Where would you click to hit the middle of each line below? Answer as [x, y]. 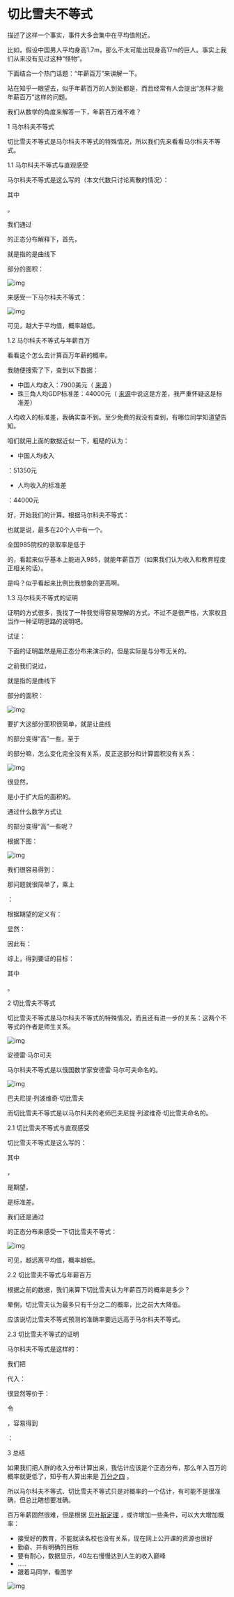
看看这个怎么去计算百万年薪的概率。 [59, 355]
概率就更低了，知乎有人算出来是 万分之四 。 [70, 1476]
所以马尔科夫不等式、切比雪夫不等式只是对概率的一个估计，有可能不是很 [111, 1491]
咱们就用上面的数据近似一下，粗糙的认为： [68, 440]
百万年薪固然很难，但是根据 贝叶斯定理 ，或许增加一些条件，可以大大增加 [112, 1515]
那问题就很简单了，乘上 [41, 884]
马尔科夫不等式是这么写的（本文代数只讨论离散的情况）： [88, 179]
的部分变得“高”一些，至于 [44, 738]
